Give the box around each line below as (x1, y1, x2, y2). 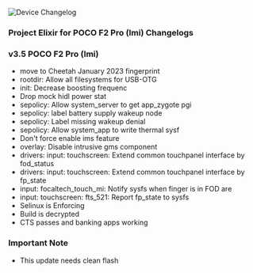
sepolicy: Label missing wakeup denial (19, 117, 146, 127)
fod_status (19, 159, 55, 169)
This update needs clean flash (19, 256, 119, 265)
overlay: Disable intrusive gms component (19, 142, 158, 152)
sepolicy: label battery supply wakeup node (19, 108, 163, 118)
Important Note (8, 237, 69, 248)
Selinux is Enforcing (19, 201, 85, 210)
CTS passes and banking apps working (19, 218, 148, 227)
